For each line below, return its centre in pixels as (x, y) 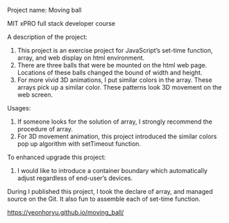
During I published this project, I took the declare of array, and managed (110, 191)
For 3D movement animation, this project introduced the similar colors (117, 136)
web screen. (35, 94)
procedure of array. (45, 129)
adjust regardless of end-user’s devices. (75, 178)
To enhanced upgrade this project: (57, 157)
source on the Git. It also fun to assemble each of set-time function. (104, 199)
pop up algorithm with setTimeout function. (79, 144)
